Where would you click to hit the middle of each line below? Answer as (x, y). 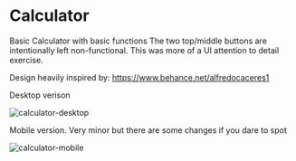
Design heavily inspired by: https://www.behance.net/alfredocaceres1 (139, 77)
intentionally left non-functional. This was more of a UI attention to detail (144, 50)
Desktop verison (40, 95)
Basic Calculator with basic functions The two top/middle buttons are (138, 41)
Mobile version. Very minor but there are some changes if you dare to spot (148, 130)
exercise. (26, 60)
